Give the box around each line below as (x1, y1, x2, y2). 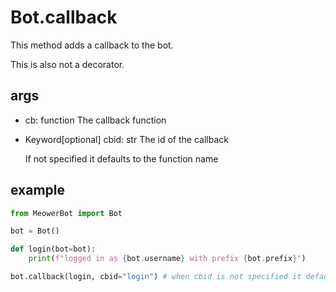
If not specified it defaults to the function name (24, 152, 219, 165)
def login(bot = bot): (10, 244, 97, 255)
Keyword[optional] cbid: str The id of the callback (24, 133, 229, 145)
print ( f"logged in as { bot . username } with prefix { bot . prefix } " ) (28, 254, 307, 264)
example (10, 182, 66, 199)
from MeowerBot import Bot (10, 208, 123, 218)
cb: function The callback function (24, 114, 167, 126)
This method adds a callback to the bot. (10, 39, 174, 51)
